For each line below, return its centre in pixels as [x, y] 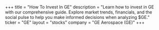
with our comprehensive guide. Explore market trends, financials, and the [79, 12]
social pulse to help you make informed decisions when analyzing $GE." [77, 17]
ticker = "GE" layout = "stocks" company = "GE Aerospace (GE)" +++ [75, 22]
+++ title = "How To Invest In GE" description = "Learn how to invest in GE [80, 7]
